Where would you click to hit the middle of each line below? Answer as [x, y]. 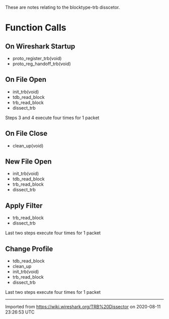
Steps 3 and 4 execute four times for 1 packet [52, 118]
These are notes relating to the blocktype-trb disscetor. [63, 7]
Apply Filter [24, 206]
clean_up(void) [28, 145]
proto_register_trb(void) [37, 58]
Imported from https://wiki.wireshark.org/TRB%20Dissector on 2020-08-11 [83, 307]
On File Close [26, 134]
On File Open [26, 79]
